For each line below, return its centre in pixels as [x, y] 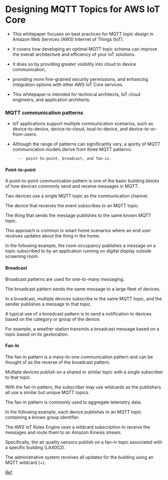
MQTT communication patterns [44, 113]
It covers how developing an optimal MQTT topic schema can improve [85, 49]
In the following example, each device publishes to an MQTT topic [73, 412]
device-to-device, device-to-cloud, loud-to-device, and [70, 129]
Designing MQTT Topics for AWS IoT [83, 9]
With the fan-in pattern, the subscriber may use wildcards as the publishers [83, 387]
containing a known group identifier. [42, 417]
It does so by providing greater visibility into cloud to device [74, 64]
